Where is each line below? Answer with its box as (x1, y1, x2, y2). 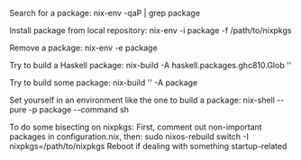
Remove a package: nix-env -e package (9, 42, 158, 53)
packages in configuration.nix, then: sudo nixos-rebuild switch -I (9, 131, 250, 142)
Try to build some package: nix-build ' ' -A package (9, 77, 198, 88)
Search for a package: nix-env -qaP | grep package (9, 8, 201, 18)
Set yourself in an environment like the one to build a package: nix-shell (9, 94, 275, 105)
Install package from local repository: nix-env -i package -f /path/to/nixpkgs (9, 25, 292, 35)
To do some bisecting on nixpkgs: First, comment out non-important (9, 121, 263, 132)
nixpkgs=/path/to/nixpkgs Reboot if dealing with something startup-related (9, 141, 287, 151)
